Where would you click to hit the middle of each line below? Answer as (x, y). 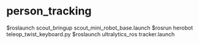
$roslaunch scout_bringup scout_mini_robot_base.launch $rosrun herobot (99, 28)
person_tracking (49, 11)
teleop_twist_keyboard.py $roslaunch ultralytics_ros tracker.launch (91, 34)
